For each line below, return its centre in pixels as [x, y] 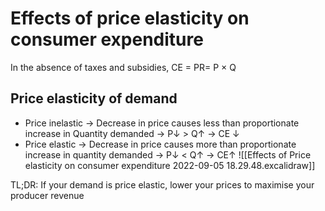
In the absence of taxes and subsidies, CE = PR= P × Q [123, 67]
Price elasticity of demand [94, 98]
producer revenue [47, 195]
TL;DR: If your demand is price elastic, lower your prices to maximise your [162, 184]
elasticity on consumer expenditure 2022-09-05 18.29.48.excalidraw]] [170, 165]
